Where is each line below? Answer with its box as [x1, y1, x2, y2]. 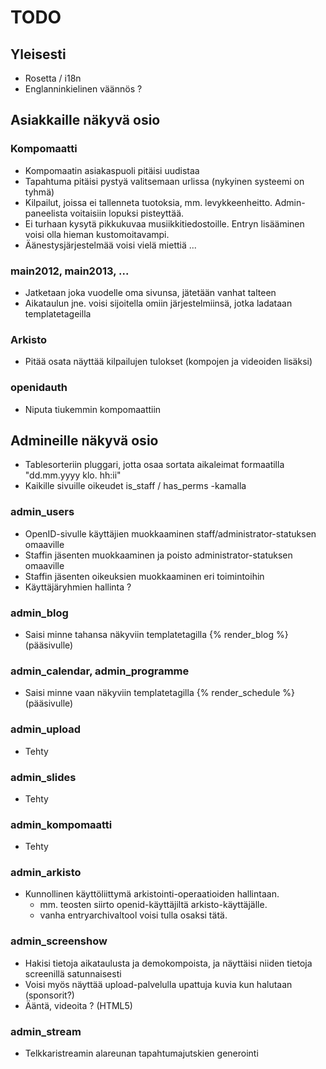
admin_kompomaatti [10, 817, 113, 831]
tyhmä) [24, 186, 55, 198]
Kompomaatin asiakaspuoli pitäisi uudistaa [24, 164, 200, 176]
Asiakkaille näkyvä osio [10, 112, 161, 129]
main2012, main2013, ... [10, 264, 130, 278]
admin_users [10, 505, 75, 519]
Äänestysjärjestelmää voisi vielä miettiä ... [24, 239, 197, 251]
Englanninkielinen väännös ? [24, 83, 143, 95]
